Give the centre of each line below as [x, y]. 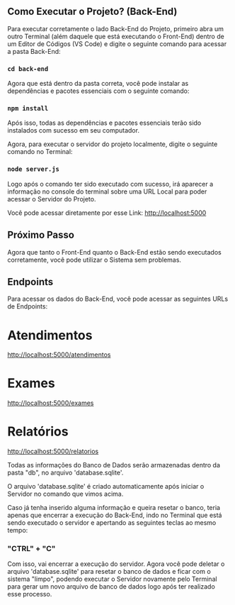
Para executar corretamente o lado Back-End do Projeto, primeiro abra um [116, 28]
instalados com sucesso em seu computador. [74, 131]
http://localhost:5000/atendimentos [59, 355]
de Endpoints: [28, 306]
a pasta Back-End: [34, 51]
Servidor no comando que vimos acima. [65, 494]
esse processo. [30, 594]
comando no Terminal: [40, 152]
